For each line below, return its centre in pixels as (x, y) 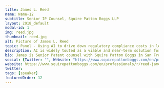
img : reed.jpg (20, 32)
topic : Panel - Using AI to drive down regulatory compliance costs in (79, 46)
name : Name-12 (20, 14)
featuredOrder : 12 (24, 78)
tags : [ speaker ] (21, 73)
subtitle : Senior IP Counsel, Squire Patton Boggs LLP (62, 19)
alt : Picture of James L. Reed (37, 42)
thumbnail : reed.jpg (26, 37)
